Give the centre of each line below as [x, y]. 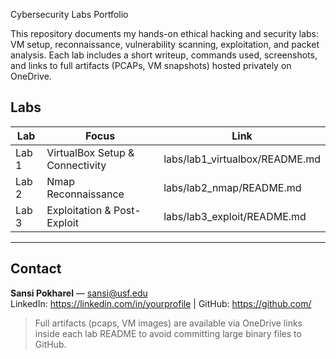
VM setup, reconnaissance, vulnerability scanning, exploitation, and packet [165, 44]
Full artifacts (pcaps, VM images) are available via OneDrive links [168, 323]
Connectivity [76, 165]
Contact [36, 269]
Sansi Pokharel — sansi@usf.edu [79, 293]
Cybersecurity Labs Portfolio [69, 14]
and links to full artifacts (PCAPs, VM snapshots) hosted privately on [151, 65]
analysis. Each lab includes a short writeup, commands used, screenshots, [164, 55]
